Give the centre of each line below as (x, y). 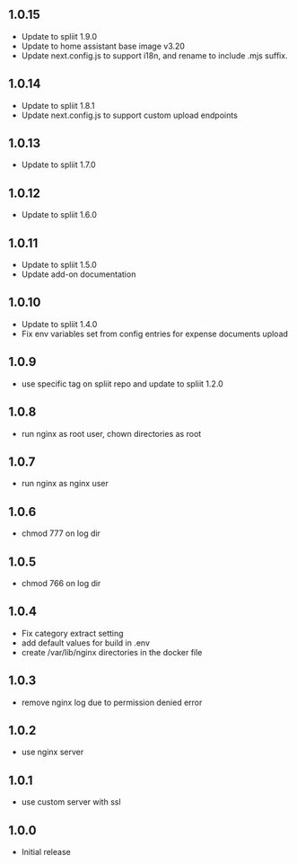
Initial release (46, 852)
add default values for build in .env (85, 643)
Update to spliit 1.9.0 (59, 36)
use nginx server (52, 752)
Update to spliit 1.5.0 (59, 265)
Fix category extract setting (72, 633)
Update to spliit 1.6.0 (59, 215)
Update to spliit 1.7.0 (58, 165)
